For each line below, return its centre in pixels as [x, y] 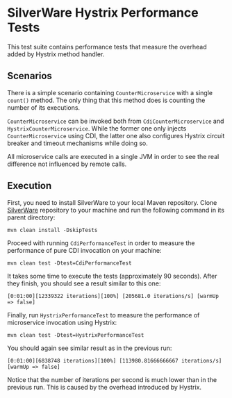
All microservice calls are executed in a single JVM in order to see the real [113, 156]
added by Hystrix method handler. [56, 54]
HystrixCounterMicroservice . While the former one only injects [97, 128]
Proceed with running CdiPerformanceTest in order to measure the [101, 243]
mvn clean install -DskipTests [52, 230]
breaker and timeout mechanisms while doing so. [77, 143]
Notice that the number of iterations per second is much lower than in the [112, 379]
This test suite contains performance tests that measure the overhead [107, 47]
